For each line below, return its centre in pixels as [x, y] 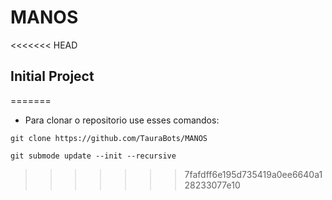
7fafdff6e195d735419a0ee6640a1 [253, 174]
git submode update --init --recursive [93, 156]
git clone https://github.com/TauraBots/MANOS [109, 138]
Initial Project [52, 76]
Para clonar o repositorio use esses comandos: [122, 120]
